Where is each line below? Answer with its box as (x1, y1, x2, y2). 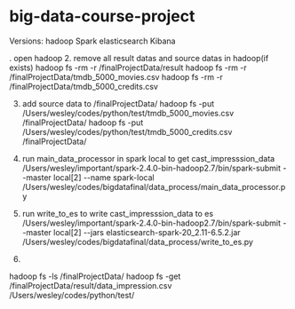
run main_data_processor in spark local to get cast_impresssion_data (21, 153, 275, 163)
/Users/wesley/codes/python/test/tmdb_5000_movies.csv (21, 107, 235, 118)
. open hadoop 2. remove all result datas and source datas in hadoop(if (9, 52, 269, 63)
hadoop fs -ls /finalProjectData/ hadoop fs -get (9, 271, 181, 281)
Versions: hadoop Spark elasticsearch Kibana (9, 36, 176, 46)
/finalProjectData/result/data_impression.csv (9, 280, 172, 290)
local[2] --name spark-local (52, 171, 155, 183)
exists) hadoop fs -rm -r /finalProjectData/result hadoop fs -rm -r (9, 62, 247, 73)
